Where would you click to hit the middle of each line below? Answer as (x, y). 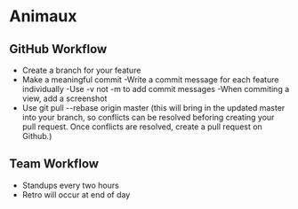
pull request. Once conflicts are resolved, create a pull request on (142, 127)
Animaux (43, 16)
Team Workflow (54, 164)
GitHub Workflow (58, 49)
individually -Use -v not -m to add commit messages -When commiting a (156, 89)
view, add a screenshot (64, 98)
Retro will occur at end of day (76, 194)
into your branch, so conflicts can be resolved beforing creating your (148, 117)
